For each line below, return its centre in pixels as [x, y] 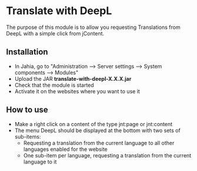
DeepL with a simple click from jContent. [55, 33]
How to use [27, 110]
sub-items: [28, 136]
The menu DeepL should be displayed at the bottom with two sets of [97, 130]
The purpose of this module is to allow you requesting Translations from [93, 27]
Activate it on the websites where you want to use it [77, 91]
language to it [40, 162]
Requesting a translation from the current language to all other [99, 143]
